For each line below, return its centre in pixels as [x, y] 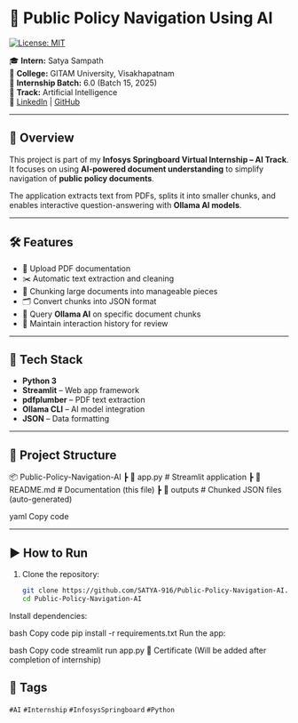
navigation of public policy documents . [82, 178]
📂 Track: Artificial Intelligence [63, 92]
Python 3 [39, 381]
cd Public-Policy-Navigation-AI [82, 598]
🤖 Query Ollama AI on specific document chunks [111, 314]
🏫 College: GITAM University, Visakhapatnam [92, 73]
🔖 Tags [28, 688]
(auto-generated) [41, 499]
